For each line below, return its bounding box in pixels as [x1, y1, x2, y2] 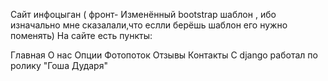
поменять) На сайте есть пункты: [10, 30, 153, 41]
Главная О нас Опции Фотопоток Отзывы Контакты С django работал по [10, 49, 318, 61]
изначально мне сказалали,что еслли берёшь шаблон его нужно [10, 19, 288, 31]
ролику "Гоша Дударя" [10, 60, 108, 71]
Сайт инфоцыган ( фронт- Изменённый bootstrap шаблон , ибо [10, 9, 277, 20]
